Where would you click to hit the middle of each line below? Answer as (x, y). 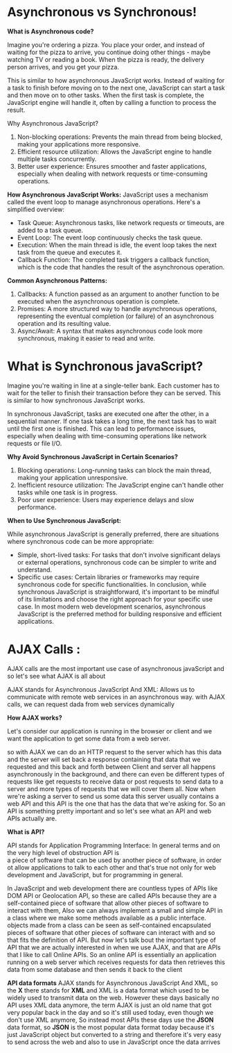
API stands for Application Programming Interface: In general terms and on (114, 845)
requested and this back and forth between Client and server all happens (111, 766)
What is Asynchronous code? (51, 31)
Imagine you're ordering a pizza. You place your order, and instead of (106, 44)
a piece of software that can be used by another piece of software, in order (115, 860)
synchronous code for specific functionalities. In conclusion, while (111, 584)
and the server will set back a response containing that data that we (104, 759)
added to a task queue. (50, 230)
